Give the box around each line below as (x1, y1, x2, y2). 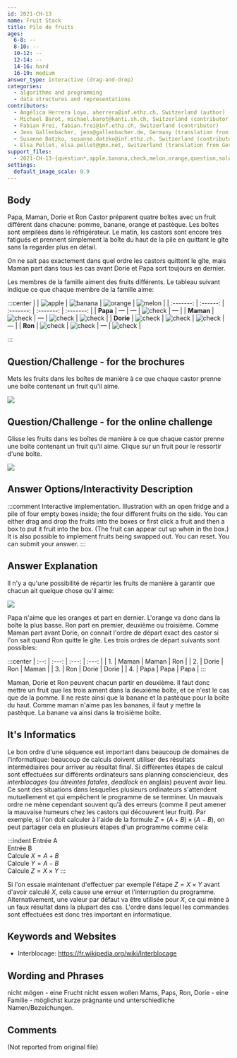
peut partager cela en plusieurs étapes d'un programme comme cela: (7, 823, 209, 831)
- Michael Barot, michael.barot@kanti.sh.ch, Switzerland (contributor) (13, 115, 232, 122)
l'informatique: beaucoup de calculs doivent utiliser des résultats (7, 755, 195, 763)
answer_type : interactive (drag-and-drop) (7, 76, 134, 83)
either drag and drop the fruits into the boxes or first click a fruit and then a (7, 517, 225, 525)
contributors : (7, 102, 49, 110)
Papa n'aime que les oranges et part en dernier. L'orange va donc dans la (7, 613, 221, 622)
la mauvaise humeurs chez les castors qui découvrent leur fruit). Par (7, 807, 206, 816)
